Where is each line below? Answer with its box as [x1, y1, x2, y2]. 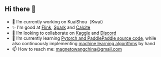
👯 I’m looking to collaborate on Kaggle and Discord [11, 30, 116, 36]
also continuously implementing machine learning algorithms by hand [11, 40, 155, 46]
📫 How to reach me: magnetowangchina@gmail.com [11, 46, 122, 52]
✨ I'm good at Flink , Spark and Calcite [11, 24, 90, 30]
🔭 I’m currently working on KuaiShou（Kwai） [11, 18, 106, 25]
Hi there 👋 [4, 5, 36, 13]
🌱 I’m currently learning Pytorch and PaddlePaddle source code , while [11, 35, 156, 41]
